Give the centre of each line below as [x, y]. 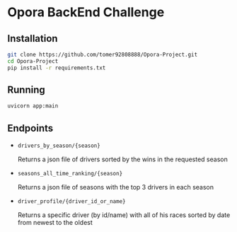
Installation [33, 39]
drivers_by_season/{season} [59, 146]
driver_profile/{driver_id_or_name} [71, 201]
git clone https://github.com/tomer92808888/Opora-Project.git [103, 54]
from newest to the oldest [55, 222]
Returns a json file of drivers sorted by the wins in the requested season [122, 159]
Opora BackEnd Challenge [86, 12]
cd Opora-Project [33, 61]
